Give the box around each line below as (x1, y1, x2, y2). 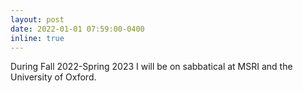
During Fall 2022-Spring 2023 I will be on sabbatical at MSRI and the (10, 61, 293, 73)
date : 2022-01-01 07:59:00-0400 (10, 24, 145, 34)
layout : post (10, 14, 65, 25)
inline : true (10, 33, 65, 43)
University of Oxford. (10, 71, 97, 83)
